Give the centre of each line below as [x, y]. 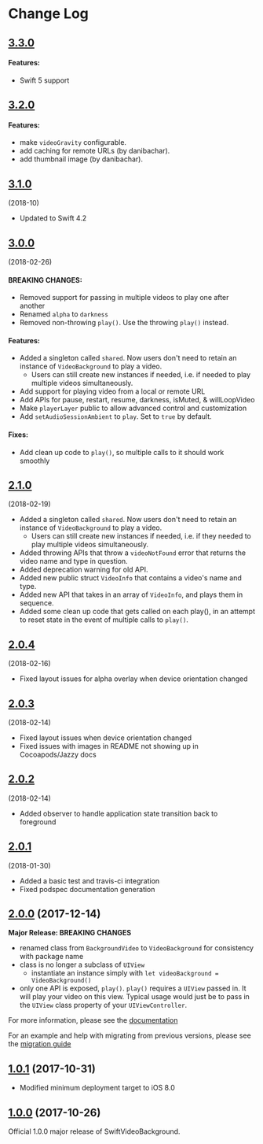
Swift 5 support [44, 80]
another [32, 306]
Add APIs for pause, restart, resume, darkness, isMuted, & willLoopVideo [137, 400]
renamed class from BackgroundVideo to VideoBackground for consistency [136, 948]
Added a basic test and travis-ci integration [89, 881]
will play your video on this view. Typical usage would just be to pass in [134, 997]
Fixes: [18, 435]
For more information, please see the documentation [93, 1020]
